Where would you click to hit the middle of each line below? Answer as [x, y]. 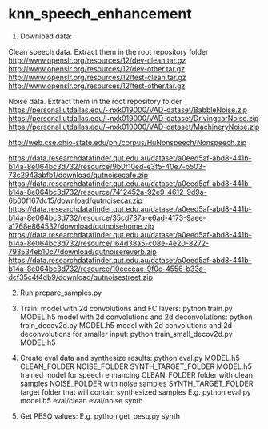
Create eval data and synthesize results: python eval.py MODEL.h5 [130, 358]
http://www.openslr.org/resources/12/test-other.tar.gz [97, 86]
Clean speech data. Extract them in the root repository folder [108, 51]
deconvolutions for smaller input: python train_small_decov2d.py [126, 334]
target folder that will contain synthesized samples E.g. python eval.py [136, 392]
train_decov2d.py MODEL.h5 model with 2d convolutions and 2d [126, 325]
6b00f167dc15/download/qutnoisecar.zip [75, 200]
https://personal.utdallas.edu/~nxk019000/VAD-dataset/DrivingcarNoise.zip [134, 118]
